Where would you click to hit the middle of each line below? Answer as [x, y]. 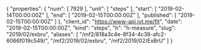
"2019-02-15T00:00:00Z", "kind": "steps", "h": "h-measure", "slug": [91, 28]
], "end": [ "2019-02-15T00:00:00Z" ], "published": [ [111, 15]
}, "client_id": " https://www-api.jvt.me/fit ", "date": [120, 21]
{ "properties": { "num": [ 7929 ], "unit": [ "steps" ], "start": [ [82, 9]
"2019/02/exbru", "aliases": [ [42, 34]
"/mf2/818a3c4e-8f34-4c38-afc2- [123, 34]
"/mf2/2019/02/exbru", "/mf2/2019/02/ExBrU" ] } [111, 41]
